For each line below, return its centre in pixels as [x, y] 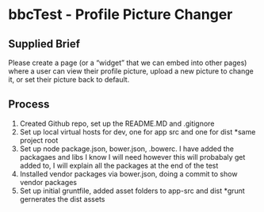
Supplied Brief [44, 44]
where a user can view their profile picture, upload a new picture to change [131, 71]
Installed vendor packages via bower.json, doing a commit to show [128, 174]
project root [39, 140]
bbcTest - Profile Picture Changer [121, 15]
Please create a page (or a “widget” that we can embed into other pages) [128, 62]
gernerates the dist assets [62, 199]
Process [29, 104]
